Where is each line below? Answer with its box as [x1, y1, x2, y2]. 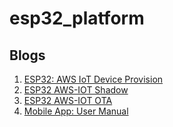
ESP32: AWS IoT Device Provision [23, 73, 164, 85]
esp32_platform [9, 7, 145, 30]
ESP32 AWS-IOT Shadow [23, 84, 129, 96]
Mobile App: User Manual [23, 105, 129, 117]
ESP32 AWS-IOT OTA [23, 95, 113, 106]
